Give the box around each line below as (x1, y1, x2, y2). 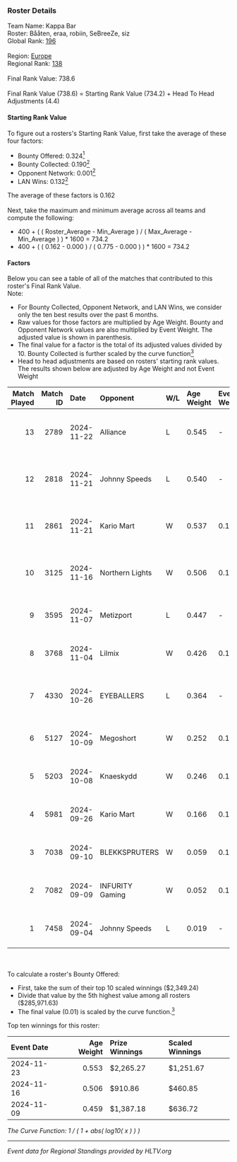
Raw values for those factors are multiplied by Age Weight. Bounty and (17, 318, 224, 327)
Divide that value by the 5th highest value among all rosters (17, 991, 190, 999)
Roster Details (7, 6, 57, 16)
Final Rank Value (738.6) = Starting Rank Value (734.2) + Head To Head (7, 89, 215, 98)
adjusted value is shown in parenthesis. (17, 333, 133, 342)
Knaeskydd (99, 771, 138, 781)
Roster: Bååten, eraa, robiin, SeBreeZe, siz (7, 29, 130, 38)
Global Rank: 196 (7, 37, 56, 45)
